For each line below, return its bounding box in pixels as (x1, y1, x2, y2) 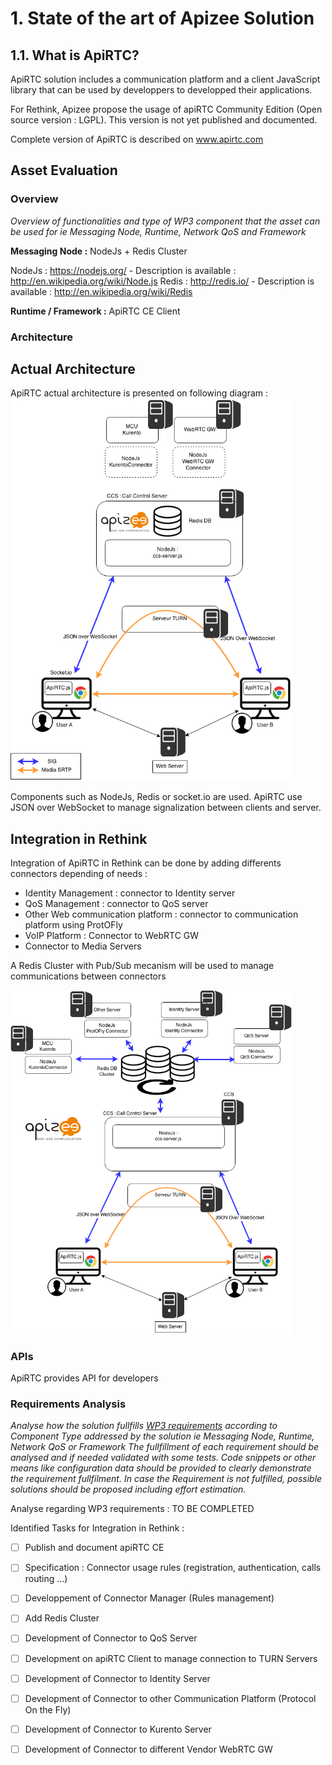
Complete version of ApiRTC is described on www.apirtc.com (10, 133, 264, 145)
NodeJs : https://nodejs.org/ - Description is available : (10, 264, 237, 276)
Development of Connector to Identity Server (24, 1672, 211, 1684)
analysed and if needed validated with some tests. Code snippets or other (10, 1452, 317, 1464)
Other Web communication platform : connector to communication (24, 908, 299, 921)
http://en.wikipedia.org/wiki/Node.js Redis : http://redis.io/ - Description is (10, 275, 315, 287)
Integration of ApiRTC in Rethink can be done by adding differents (10, 857, 282, 869)
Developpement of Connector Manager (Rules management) (24, 1592, 275, 1604)
